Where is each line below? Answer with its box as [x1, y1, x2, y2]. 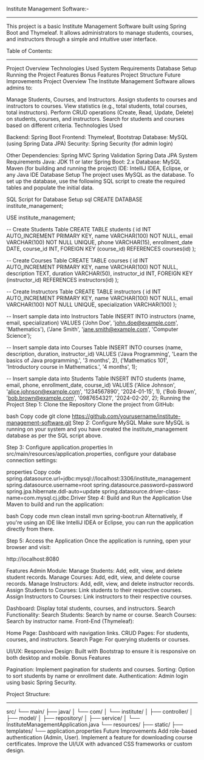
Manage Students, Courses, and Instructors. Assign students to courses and [6, 96, 197, 103]
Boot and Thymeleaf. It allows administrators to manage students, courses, [6, 29, 194, 36]
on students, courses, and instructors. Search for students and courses [6, 115, 185, 122]
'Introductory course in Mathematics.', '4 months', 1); [6, 363, 138, 370]
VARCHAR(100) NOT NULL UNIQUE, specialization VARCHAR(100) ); [6, 301, 177, 308]
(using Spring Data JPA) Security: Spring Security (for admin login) [6, 140, 173, 147]
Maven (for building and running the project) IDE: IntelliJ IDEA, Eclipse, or [6, 165, 189, 172]
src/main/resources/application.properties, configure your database [6, 450, 177, 457]
